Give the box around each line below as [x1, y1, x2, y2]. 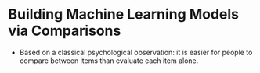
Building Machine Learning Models [8, 5, 239, 23]
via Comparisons [8, 22, 121, 40]
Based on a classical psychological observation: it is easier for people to [19, 47, 253, 57]
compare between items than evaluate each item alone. [19, 56, 199, 65]
